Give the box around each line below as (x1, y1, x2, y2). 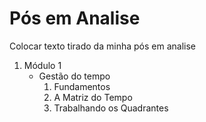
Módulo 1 (23, 59, 62, 71)
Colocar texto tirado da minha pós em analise (9, 40, 196, 52)
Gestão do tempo (38, 70, 111, 82)
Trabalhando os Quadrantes (53, 102, 169, 114)
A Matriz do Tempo (53, 91, 133, 103)
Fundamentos (53, 80, 111, 92)
